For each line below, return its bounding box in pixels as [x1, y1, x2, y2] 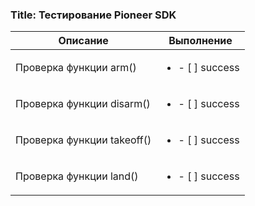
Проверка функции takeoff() [15, 133, 152, 147]
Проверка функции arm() [15, 61, 137, 75]
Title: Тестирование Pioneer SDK [10, 8, 177, 22]
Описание [58, 34, 109, 48]
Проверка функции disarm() [15, 97, 151, 111]
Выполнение [168, 34, 233, 48]
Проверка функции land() [15, 169, 139, 183]
